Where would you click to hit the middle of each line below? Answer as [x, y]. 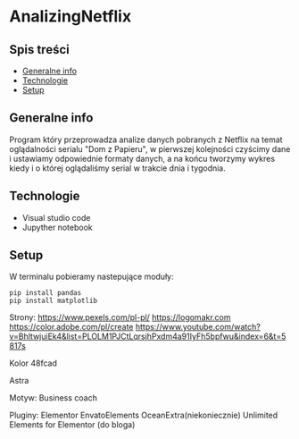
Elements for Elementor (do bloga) [72, 425]
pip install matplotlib [54, 301]
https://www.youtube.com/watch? [198, 327]
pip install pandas [46, 293]
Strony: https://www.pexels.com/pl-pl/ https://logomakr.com [120, 317]
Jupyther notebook [57, 227]
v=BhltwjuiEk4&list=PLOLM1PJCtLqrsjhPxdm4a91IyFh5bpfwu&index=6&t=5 [148, 336]
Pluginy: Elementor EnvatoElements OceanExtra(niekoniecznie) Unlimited [144, 415]
